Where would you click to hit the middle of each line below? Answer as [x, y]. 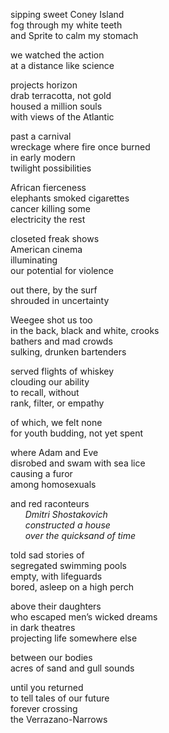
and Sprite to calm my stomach [74, 35]
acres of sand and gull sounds [72, 668]
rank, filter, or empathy [57, 403]
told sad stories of [47, 555]
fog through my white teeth [66, 25]
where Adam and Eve [54, 452]
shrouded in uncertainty [60, 300]
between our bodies [51, 657]
